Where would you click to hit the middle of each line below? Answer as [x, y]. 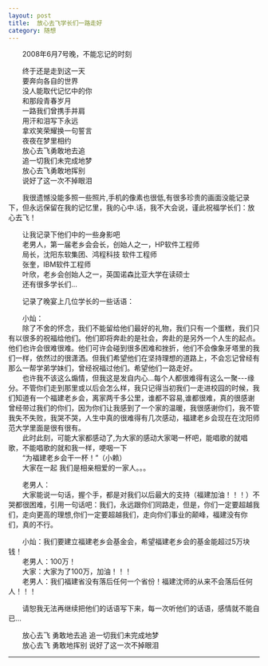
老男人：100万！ [49, 562]
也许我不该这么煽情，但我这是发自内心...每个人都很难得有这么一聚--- [135, 378]
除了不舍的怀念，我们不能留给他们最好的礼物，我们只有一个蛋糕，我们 [138, 329]
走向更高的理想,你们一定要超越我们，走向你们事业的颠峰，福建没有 [132, 514]
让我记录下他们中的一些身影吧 [71, 234]
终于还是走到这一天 [54, 71]
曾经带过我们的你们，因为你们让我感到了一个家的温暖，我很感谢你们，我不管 [134, 408]
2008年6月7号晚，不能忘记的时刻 [77, 54]
